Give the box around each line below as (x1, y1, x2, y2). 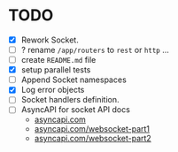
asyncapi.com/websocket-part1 (34, 124, 151, 134)
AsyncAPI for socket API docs (20, 104, 130, 115)
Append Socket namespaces (20, 74, 128, 85)
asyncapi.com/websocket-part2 (34, 133, 151, 144)
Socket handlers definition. (20, 95, 120, 105)
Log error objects (20, 85, 85, 95)
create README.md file (20, 55, 97, 65)
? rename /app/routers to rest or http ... (20, 45, 170, 55)
